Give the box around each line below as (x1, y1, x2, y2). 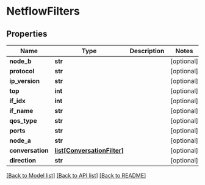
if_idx (9, 96, 26, 105)
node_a (9, 136, 32, 145)
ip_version (9, 77, 40, 85)
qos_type (9, 117, 37, 125)
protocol (9, 67, 35, 75)
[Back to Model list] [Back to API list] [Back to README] (6, 172, 146, 179)
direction (9, 156, 37, 164)
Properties (6, 29, 48, 39)
